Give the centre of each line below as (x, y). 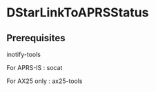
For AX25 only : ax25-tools (45, 81)
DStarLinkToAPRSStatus (78, 13)
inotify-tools (23, 54)
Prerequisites (36, 38)
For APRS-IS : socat (35, 68)
